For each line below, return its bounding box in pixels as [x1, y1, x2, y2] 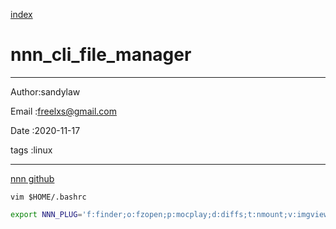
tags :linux [10, 144, 53, 156]
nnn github [10, 172, 55, 184]
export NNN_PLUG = [10, 209, 83, 219]
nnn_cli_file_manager [10, 44, 192, 66]
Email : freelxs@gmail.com [10, 105, 117, 117]
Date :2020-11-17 [10, 124, 81, 136]
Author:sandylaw [10, 85, 81, 98]
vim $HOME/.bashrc [10, 192, 87, 202]
